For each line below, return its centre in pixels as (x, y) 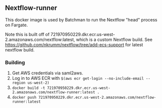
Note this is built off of (27, 34)
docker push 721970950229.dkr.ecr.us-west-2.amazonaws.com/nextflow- (84, 98)
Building (15, 62)
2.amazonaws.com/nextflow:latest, (40, 39)
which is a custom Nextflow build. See (114, 39)
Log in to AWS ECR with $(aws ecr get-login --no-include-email (78, 78)
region (19, 83)
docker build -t (28, 88)
